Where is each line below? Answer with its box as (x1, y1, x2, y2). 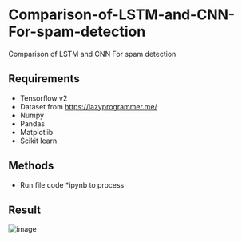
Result (8, 203, 42, 216)
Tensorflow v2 (19, 93, 68, 103)
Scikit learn (19, 136, 58, 145)
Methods (8, 159, 54, 173)
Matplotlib (19, 127, 54, 137)
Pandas (19, 118, 46, 129)
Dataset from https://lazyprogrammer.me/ (19, 101, 157, 111)
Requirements (8, 72, 80, 85)
